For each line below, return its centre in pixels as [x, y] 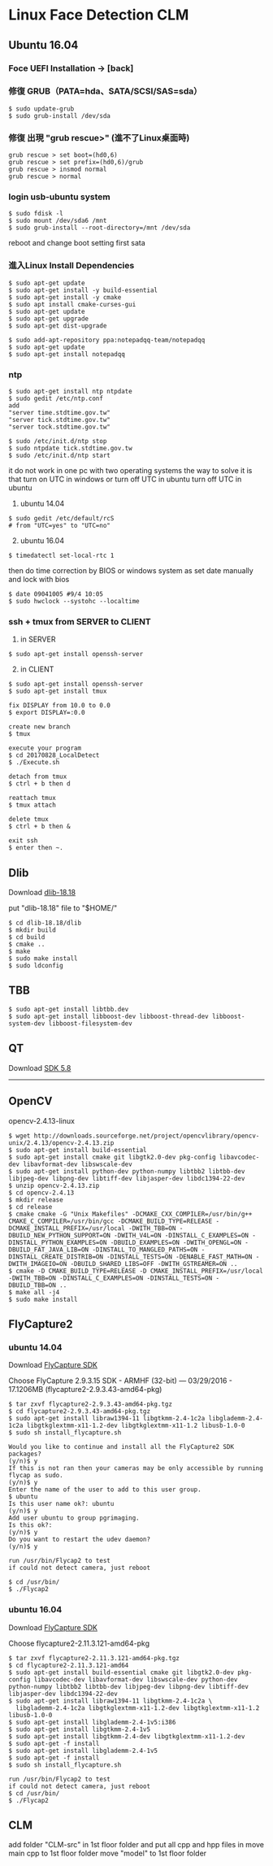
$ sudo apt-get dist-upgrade [58, 326]
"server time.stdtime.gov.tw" [60, 412]
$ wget [19, 1136]
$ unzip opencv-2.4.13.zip [54, 1185]
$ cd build [27, 937]
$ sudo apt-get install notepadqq [67, 354]
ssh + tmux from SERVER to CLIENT [80, 621]
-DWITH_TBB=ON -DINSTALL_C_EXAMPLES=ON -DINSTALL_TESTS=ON [110, 1278]
